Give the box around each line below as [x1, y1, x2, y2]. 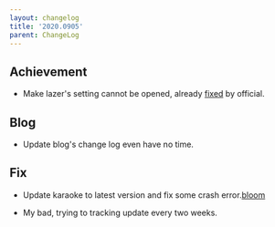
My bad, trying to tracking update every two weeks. [22, 207, 217, 218]
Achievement [9, 64, 88, 79]
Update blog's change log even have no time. [22, 139, 195, 150]
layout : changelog [9, 13, 79, 23]
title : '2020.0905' [9, 22, 84, 31]
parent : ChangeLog [9, 30, 79, 39]
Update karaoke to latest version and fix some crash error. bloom [22, 189, 266, 201]
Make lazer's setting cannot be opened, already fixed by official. [22, 88, 265, 99]
